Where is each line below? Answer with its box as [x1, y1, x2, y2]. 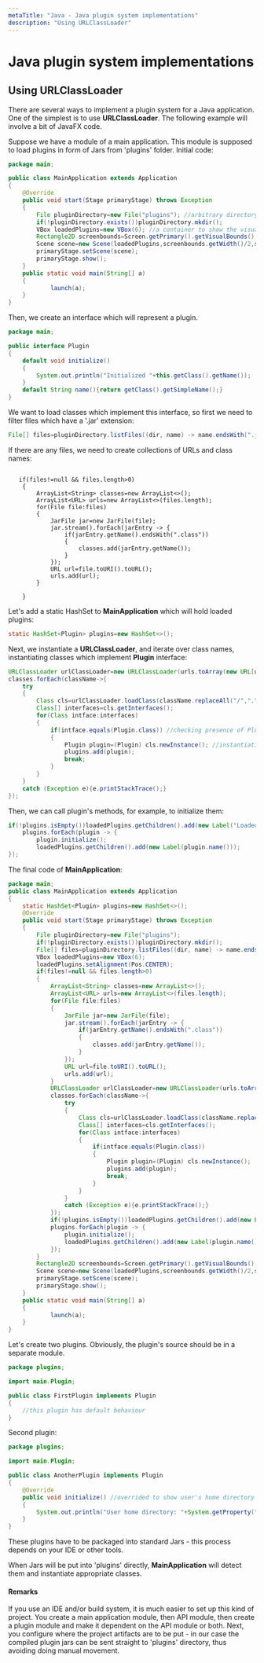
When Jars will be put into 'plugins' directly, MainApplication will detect [8, 1561, 242, 1570]
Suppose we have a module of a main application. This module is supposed [8, 137, 253, 146]
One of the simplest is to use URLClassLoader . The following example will [8, 113, 247, 123]
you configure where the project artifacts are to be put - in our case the [8, 1629, 240, 1639]
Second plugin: [8, 1428, 57, 1437]
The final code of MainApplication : [8, 865, 123, 874]
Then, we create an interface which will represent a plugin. [8, 313, 199, 322]
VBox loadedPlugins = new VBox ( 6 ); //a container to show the [36, 226, 237, 233]
